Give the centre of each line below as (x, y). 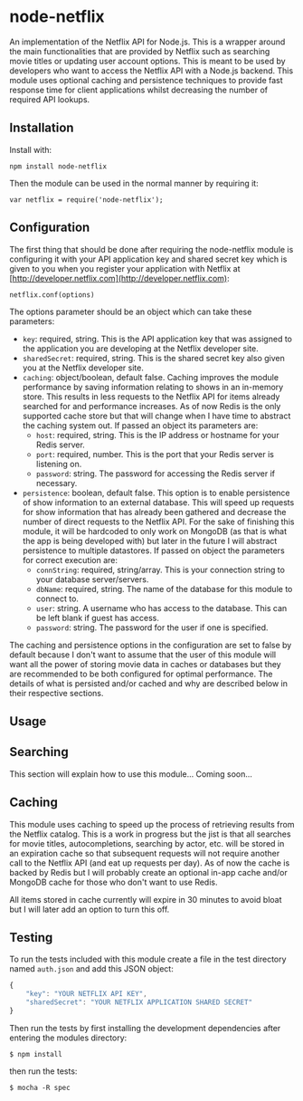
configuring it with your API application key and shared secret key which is (148, 259)
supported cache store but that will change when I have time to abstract (156, 416)
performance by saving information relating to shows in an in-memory (153, 387)
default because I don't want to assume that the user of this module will (143, 655)
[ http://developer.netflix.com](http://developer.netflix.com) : (120, 278)
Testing (31, 938)
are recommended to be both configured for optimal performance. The (141, 674)
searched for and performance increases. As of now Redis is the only (151, 406)
